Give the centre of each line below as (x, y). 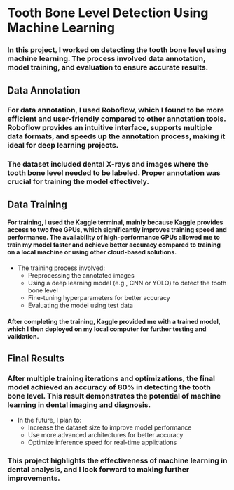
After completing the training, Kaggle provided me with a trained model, (114, 321)
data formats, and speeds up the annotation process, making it (116, 136)
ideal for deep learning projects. (63, 146)
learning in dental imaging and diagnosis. (79, 404)
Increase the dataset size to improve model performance (110, 427)
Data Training (37, 204)
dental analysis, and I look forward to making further (98, 470)
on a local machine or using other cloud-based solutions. (92, 252)
